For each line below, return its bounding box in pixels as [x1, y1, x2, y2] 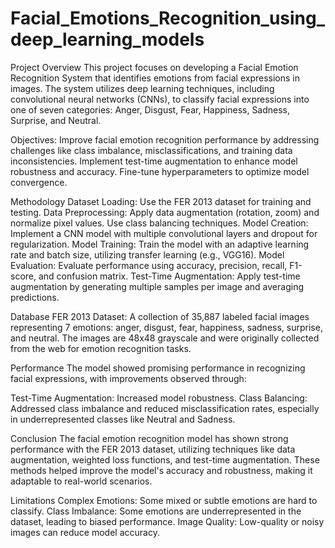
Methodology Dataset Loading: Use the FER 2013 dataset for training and [10, 195, 312, 207]
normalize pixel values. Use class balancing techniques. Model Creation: [10, 217, 309, 229]
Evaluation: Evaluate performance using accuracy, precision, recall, [10, 259, 288, 271]
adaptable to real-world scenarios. [10, 475, 153, 487]
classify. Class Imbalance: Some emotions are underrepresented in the [10, 505, 302, 517]
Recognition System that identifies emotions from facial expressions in [10, 72, 300, 84]
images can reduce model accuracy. [10, 526, 160, 538]
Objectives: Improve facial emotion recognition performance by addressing [10, 133, 320, 146]
